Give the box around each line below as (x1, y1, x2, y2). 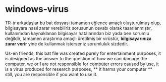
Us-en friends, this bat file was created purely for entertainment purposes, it (5, 50, 161, 56)
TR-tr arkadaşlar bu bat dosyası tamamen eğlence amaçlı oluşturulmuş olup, (5, 20, 161, 26)
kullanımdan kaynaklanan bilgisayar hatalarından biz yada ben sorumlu (5, 30, 150, 36)
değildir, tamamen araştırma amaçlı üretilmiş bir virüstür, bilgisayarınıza (5, 36, 152, 41)
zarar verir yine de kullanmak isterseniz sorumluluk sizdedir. (5, 41, 128, 46)
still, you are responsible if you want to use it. (5, 71, 98, 77)
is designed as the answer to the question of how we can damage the (5, 55, 147, 61)
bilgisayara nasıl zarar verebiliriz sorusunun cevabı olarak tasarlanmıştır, (5, 25, 152, 31)
